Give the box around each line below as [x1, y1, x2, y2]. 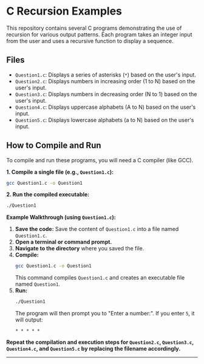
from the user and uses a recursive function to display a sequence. [6, 37, 174, 44]
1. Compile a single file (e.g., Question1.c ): [6, 168, 114, 176]
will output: [15, 316, 44, 323]
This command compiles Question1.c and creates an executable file [15, 274, 185, 281]
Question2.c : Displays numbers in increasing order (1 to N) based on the [15, 77, 195, 84]
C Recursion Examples [6, 4, 123, 18]
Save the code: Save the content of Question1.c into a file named [15, 225, 179, 233]
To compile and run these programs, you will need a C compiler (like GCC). [6, 156, 194, 163]
